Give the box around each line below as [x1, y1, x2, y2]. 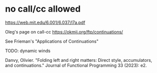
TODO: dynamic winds [5, 48, 51, 54]
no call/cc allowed [5, 3, 81, 15]
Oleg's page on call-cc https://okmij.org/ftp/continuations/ [5, 29, 124, 35]
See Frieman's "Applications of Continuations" [5, 38, 99, 44]
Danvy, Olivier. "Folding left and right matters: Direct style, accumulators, [5, 57, 153, 63]
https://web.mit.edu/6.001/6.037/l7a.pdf [5, 19, 85, 25]
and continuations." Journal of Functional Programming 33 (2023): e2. [5, 62, 147, 68]
